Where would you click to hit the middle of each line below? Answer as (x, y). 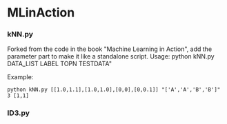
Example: (20, 77)
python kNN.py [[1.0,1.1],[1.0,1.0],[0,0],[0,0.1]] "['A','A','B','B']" (114, 90)
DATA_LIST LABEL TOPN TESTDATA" (60, 64)
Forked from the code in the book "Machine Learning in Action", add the (110, 49)
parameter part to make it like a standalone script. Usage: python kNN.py (111, 56)
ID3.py (18, 113)
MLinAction (41, 13)
